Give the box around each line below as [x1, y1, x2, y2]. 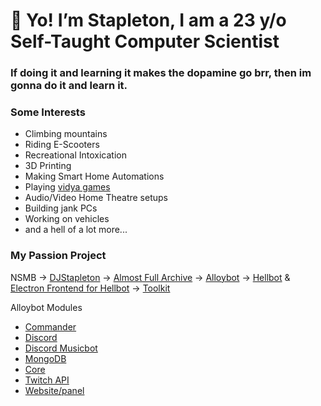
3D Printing [24, 160, 72, 172]
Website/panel [24, 384, 85, 396]
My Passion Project [10, 249, 107, 263]
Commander [24, 320, 77, 333]
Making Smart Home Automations [24, 170, 165, 183]
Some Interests [10, 105, 86, 119]
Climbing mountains [24, 128, 108, 140]
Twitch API [24, 374, 70, 386]
